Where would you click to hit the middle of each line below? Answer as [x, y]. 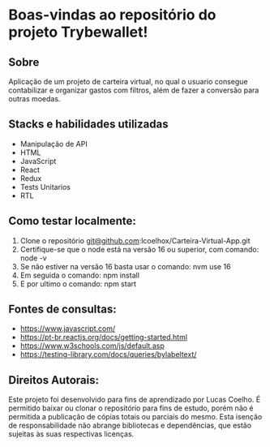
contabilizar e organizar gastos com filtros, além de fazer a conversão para [134, 90]
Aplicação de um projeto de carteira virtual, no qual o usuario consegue [129, 82]
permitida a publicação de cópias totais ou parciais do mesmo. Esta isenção [135, 417]
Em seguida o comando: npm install [80, 275]
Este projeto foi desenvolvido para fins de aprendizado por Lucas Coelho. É [135, 400]
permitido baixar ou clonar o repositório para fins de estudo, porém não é [131, 408]
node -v [33, 258]
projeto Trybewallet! [78, 32]
